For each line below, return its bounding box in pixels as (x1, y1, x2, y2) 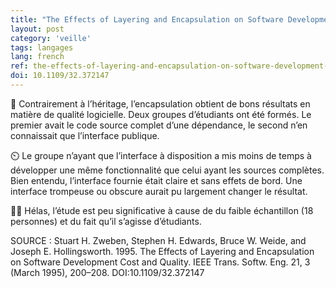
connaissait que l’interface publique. (10, 129, 160, 141)
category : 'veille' (10, 33, 92, 43)
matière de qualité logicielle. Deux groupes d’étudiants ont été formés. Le (10, 108, 312, 120)
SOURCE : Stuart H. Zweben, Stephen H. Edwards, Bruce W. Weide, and (10, 234, 307, 246)
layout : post (10, 24, 65, 34)
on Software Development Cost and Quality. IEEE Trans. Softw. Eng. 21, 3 (10, 256, 311, 268)
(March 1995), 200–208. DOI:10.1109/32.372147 (10, 266, 205, 278)
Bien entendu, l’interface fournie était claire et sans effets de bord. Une (10, 174, 303, 186)
